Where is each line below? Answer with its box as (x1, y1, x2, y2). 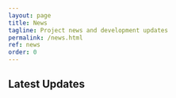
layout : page (8, 11, 52, 20)
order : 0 (8, 48, 37, 56)
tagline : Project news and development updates (8, 26, 169, 34)
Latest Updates (8, 77, 86, 91)
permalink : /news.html (8, 33, 83, 42)
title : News (8, 19, 48, 27)
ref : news (8, 41, 41, 49)
